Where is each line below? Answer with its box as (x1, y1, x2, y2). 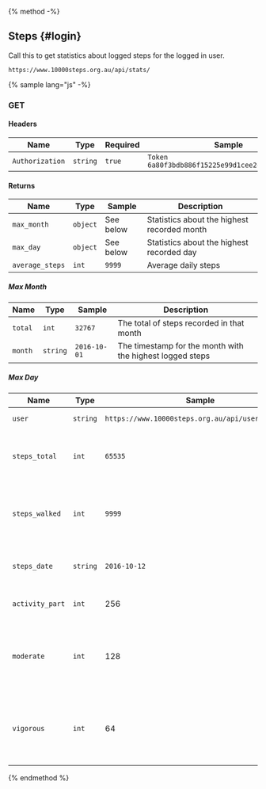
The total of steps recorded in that (117, 318, 245, 329)
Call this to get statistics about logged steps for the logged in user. (8, 51, 225, 60)
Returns (8, 181, 36, 190)
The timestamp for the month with (117, 341, 244, 352)
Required (104, 139, 140, 150)
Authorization (12, 156, 66, 166)
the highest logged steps (117, 350, 211, 361)
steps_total (12, 452, 58, 461)
